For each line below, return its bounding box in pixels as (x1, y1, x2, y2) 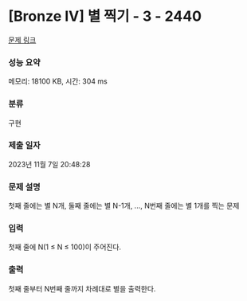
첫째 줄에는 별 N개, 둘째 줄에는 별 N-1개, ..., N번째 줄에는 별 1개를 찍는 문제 (8, 201, 240, 211)
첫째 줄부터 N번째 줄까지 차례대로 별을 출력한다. (8, 283, 156, 293)
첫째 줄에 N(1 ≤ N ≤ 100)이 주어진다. (8, 242, 122, 252)
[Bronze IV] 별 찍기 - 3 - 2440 (8, 7, 202, 25)
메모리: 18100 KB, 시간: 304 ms (8, 76, 108, 86)
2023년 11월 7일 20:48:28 (8, 159, 91, 169)
